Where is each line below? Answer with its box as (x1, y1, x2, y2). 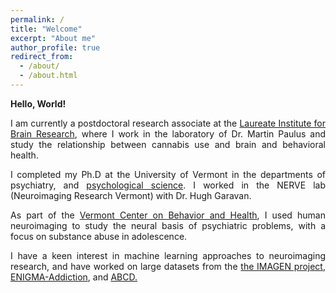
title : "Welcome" (10, 24, 83, 34)
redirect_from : (10, 52, 74, 62)
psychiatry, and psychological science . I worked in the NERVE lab (10, 179, 326, 191)
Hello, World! (10, 97, 67, 110)
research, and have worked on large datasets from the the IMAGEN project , (10, 260, 326, 272)
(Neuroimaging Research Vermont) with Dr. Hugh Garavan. (10, 189, 252, 201)
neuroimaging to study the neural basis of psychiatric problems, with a (10, 219, 326, 231)
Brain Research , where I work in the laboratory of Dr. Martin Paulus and (10, 127, 326, 140)
